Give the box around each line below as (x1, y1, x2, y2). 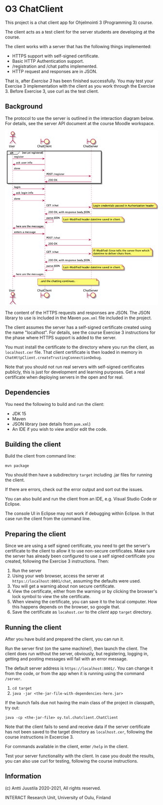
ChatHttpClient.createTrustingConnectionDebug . (5, 354, 102, 360)
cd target (12, 686, 33, 691)
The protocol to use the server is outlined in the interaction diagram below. (5, 115, 154, 121)
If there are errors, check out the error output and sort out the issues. (5, 487, 144, 493)
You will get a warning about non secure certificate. (12, 583, 115, 589)
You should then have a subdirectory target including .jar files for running (5, 472, 153, 478)
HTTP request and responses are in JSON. (12, 68, 98, 74)
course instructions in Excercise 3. (5, 734, 74, 740)
